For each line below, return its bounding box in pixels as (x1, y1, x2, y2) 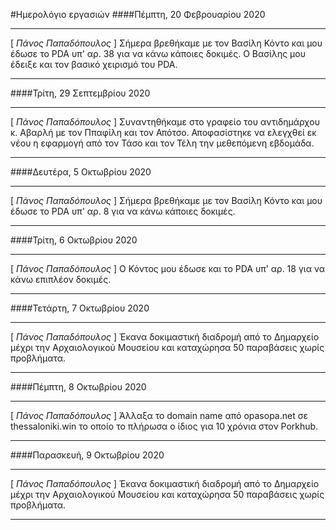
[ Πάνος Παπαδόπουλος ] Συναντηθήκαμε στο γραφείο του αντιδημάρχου (10, 116, 320, 128)
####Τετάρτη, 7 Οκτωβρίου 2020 (10, 302, 150, 314)
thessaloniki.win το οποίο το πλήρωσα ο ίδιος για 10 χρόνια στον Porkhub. (10, 420, 319, 432)
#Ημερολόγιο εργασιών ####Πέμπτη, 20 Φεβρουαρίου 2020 (10, 9, 266, 20)
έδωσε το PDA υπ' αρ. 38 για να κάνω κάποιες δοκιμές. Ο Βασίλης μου (10, 48, 306, 59)
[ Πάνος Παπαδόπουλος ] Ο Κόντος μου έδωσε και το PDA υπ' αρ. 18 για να (10, 263, 326, 274)
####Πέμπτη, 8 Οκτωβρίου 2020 (10, 381, 147, 393)
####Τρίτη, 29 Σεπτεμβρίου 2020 (10, 87, 151, 99)
